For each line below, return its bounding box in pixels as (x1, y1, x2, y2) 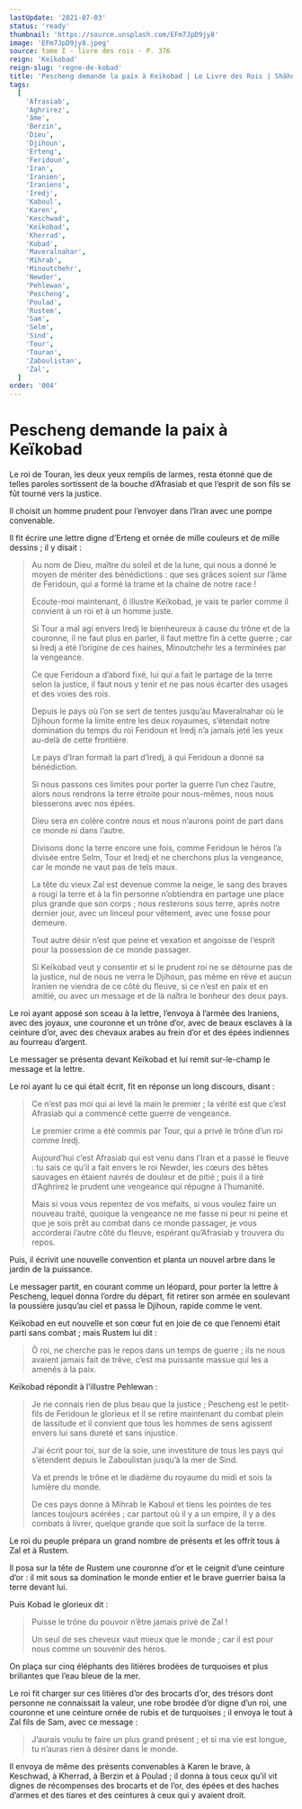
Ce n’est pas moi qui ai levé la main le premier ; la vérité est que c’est (31, 1099, 287, 1110)
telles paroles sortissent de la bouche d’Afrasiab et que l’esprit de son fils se (9, 479, 291, 490)
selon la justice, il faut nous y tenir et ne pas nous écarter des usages (31, 679, 289, 689)
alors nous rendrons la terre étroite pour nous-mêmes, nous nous (31, 788, 274, 799)
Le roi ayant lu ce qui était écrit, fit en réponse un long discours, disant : (9, 1081, 276, 1092)
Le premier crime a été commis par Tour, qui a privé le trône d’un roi (31, 1126, 283, 1137)
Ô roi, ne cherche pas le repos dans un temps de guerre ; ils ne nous (31, 1345, 286, 1355)
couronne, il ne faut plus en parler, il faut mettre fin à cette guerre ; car (31, 633, 293, 643)
